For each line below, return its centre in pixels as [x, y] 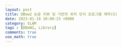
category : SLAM [21, 23]
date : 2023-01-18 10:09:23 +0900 [40, 19]
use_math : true [21, 37]
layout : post [19, 10]
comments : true [21, 32]
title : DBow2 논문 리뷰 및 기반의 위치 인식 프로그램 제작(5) [61, 14]
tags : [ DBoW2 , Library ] [31, 28]
